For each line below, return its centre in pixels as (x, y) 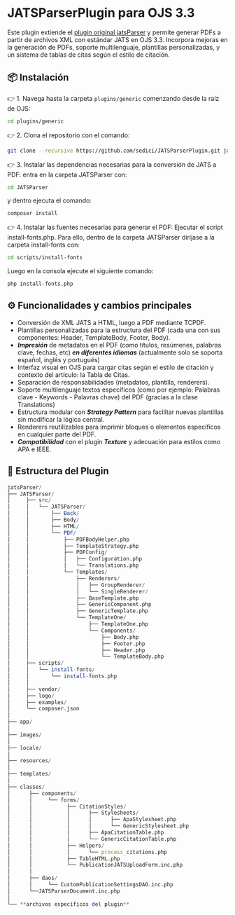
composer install (33, 214)
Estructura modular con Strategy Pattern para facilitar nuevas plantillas (120, 412)
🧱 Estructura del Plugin (58, 471)
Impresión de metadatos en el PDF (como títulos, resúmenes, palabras (119, 345)
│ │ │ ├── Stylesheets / (73, 813)
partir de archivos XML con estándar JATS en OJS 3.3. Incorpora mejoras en (117, 39)
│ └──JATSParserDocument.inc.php (64, 891)
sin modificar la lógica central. (61, 419)
